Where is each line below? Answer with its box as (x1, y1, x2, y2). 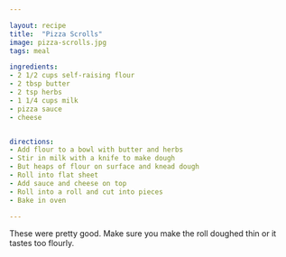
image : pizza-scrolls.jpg (9, 38, 106, 47)
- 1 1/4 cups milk (9, 96, 78, 105)
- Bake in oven (9, 196, 67, 205)
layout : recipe (9, 21, 67, 30)
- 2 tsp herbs (9, 87, 63, 96)
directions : (9, 137, 54, 146)
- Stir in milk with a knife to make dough (9, 154, 176, 163)
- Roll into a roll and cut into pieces (9, 187, 164, 197)
